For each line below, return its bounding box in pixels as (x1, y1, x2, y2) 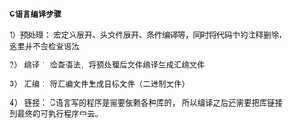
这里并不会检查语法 (9, 41, 80, 52)
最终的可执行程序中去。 (16, 108, 103, 119)
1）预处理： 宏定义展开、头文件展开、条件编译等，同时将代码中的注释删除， (9, 29, 287, 40)
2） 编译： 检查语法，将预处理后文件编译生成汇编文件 (9, 60, 206, 70)
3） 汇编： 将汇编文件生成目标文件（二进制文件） (9, 78, 190, 89)
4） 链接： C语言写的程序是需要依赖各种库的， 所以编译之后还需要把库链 (9, 98, 276, 108)
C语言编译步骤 (9, 8, 62, 19)
